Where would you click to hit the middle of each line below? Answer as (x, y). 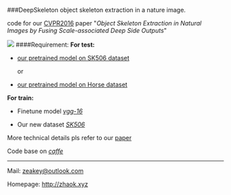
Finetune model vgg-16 (50, 111)
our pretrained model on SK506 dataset (73, 58)
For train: (21, 98)
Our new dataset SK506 (51, 124)
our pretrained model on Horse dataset (72, 84)
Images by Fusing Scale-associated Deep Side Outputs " (87, 31)
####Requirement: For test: (55, 45)
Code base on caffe (35, 151)
